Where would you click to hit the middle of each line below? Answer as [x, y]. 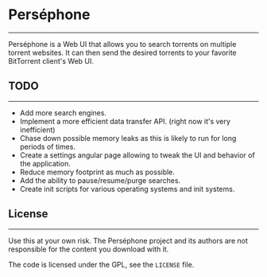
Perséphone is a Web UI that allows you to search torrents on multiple [122, 44]
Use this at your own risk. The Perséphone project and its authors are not [128, 240]
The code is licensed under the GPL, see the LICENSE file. [101, 264]
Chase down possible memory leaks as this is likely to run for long [128, 138]
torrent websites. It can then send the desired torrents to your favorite [122, 53]
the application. [45, 163]
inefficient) [37, 130]
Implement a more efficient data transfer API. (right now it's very [125, 121]
